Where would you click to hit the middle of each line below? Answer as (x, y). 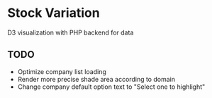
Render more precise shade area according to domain (96, 79)
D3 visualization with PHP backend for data (71, 32)
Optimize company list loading (62, 71)
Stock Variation (54, 13)
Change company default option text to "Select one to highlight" (111, 87)
